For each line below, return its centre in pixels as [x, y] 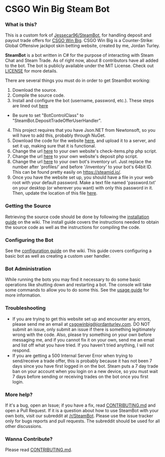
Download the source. [35, 90]
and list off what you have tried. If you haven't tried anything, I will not [83, 345]
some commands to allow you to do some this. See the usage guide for [77, 290]
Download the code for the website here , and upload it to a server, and [84, 141]
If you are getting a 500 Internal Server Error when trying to [72, 355]
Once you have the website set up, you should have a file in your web [83, 177]
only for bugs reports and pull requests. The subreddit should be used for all [82, 421]
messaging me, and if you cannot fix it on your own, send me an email [83, 340]
